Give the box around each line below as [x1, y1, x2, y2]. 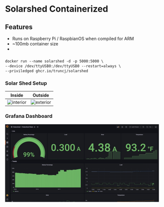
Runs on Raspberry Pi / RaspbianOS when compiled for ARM [12, 36, 134, 41]
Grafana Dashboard [5, 113, 53, 120]
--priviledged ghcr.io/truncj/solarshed [5, 68, 89, 74]
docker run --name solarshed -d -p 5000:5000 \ [5, 58, 104, 64]
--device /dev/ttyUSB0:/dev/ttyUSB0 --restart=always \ [5, 63, 121, 69]
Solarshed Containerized [5, 3, 108, 15]
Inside [10, 92, 23, 98]
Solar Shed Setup [5, 79, 47, 86]
